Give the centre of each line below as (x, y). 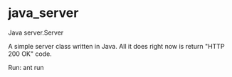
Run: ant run (26, 67)
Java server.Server (36, 32)
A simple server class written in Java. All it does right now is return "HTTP (116, 46)
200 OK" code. (30, 54)
